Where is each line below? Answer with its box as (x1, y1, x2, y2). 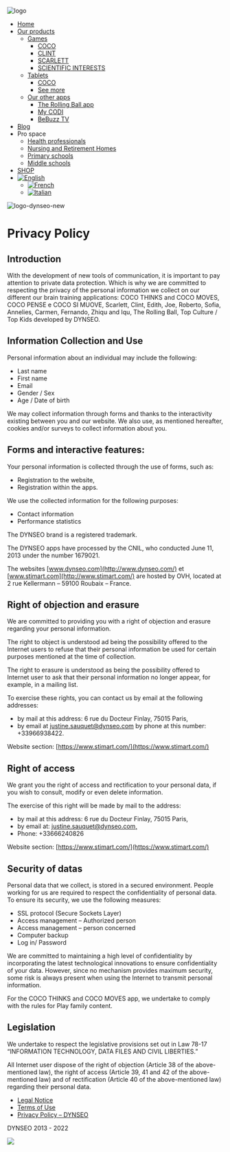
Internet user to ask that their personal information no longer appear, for (7, 673, 211, 681)
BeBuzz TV (37, 115, 70, 123)
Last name (16, 367, 47, 375)
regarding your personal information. (7, 624, 111, 633)
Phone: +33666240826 (16, 830, 84, 838)
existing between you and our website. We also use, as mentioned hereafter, (7, 417, 223, 425)
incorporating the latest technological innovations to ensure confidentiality (7, 959, 218, 967)
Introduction (7, 253, 62, 265)
